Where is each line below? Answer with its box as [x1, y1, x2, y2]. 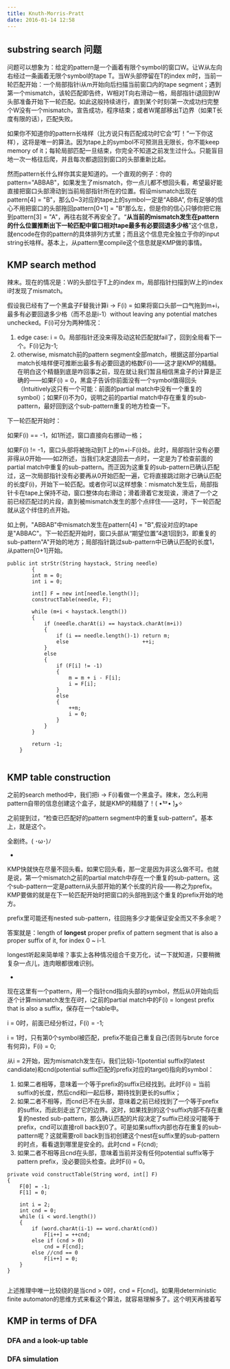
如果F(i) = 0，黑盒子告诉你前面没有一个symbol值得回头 [41, 376, 197, 385]
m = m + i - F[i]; [68, 675, 122, 682]
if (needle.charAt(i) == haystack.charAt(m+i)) [43, 621, 183, 627]
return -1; [32, 741, 63, 748]
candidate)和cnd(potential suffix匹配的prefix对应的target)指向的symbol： [7, 1065, 214, 1073]
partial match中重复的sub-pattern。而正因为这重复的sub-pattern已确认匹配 [7, 463, 220, 471]
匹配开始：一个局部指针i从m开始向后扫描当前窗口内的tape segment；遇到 [12, 80, 222, 89]
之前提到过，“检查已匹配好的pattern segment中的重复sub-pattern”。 [7, 813, 201, 822]
